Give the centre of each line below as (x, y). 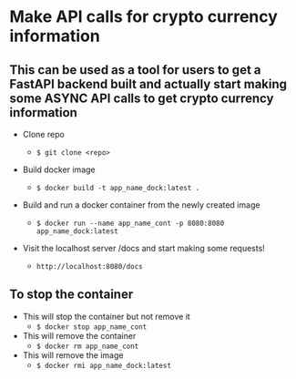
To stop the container (71, 295)
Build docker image (59, 169)
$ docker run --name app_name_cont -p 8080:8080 (130, 223)
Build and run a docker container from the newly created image (141, 205)
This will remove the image (73, 355)
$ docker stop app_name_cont (92, 327)
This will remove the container (79, 335)
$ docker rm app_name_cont (87, 346)
